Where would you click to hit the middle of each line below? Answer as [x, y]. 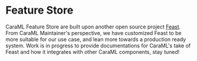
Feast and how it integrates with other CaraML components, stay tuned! [93, 52]
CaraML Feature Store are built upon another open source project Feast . [93, 27]
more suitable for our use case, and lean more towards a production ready [96, 39]
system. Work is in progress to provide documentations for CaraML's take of [98, 46]
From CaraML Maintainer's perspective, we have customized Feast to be [93, 33]
